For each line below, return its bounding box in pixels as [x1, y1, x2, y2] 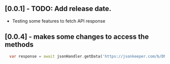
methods [5, 40, 34, 49]
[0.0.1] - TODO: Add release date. [5, 5, 112, 13]
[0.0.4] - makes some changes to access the [5, 33, 149, 41]
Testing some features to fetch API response [12, 18, 106, 24]
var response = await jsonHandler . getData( [9, 53, 103, 59]
